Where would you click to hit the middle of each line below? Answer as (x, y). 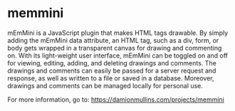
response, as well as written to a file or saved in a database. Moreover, (111, 78)
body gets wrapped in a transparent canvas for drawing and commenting (115, 48)
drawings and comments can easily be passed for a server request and (112, 70)
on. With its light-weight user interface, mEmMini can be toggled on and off (118, 55)
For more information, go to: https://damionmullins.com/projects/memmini (116, 99)
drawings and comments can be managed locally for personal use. (105, 85)
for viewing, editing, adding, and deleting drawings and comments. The (112, 63)
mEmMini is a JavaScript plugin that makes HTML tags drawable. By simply (118, 33)
